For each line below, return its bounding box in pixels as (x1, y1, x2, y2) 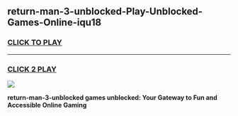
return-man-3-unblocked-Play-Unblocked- (7, 6, 203, 18)
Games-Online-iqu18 (7, 17, 101, 29)
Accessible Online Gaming (7, 101, 87, 109)
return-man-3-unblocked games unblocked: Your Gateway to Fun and (7, 93, 217, 101)
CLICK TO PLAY (7, 38, 62, 48)
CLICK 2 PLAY (7, 64, 57, 74)
